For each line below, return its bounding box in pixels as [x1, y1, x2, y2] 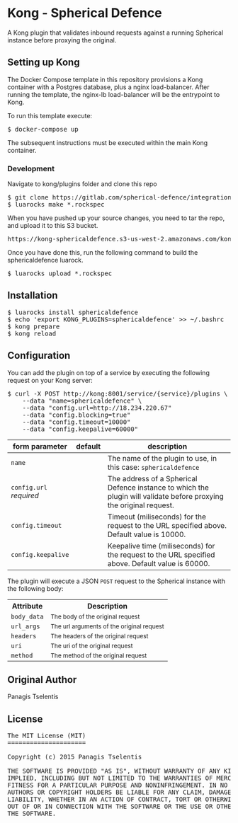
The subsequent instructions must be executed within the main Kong [7, 138, 208, 146]
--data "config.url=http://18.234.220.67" [22, 403, 172, 412]
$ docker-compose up [7, 125, 79, 133]
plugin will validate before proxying [107, 491, 225, 501]
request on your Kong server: [7, 376, 93, 384]
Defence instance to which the [107, 483, 209, 493]
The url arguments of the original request [50, 622, 164, 631]
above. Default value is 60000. [107, 558, 210, 568]
